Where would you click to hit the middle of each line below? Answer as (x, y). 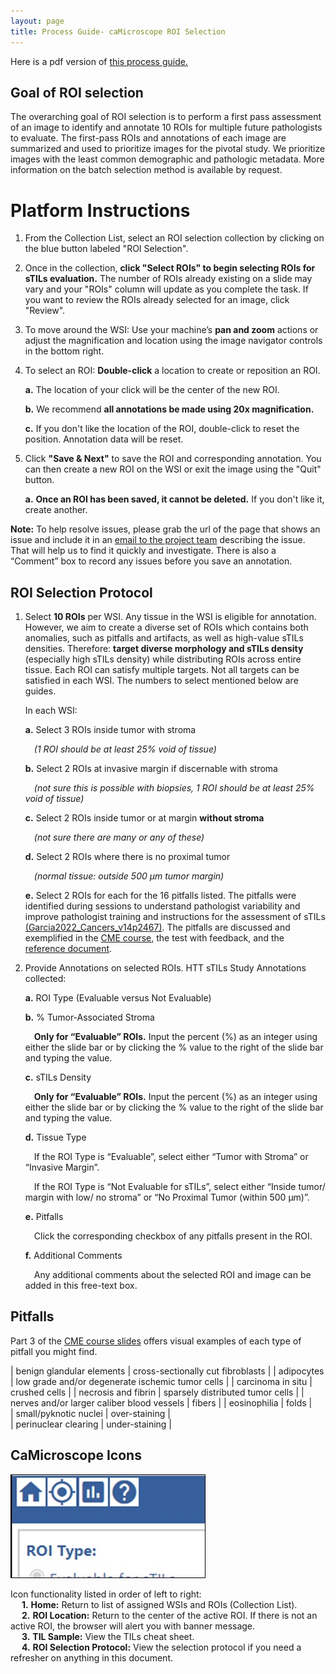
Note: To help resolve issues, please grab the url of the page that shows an (165, 529)
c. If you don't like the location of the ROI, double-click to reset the (162, 429)
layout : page (37, 21)
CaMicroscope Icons (76, 1455)
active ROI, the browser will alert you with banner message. (133, 1626)
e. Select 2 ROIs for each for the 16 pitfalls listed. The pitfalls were (160, 896)
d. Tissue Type (55, 1137)
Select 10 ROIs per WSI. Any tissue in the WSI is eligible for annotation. (170, 617)
